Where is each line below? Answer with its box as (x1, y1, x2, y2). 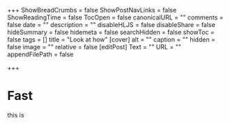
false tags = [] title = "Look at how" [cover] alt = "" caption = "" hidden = (7, 35, 216, 44)
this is (7, 110, 24, 119)
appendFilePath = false (7, 50, 74, 58)
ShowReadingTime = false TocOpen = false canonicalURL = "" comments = (7, 13, 224, 22)
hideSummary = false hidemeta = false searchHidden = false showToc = (7, 28, 215, 36)
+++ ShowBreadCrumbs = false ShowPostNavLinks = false (7, 6, 177, 14)
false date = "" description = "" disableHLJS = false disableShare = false (7, 21, 216, 28)
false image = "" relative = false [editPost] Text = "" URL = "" (7, 43, 181, 51)
